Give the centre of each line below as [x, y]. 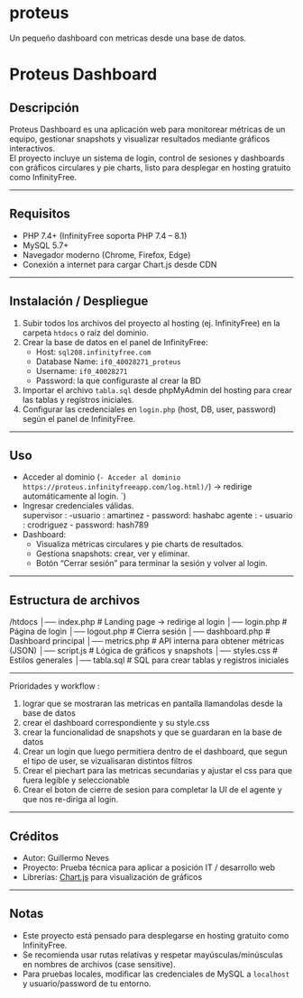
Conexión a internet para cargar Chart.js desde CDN [119, 264]
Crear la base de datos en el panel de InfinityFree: [115, 342]
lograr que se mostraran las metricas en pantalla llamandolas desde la [152, 704]
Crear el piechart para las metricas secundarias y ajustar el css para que [157, 771]
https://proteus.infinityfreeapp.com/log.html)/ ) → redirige [137, 487]
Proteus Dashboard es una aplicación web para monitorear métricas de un [147, 129]
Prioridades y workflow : [55, 686]
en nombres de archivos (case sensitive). [99, 964]
